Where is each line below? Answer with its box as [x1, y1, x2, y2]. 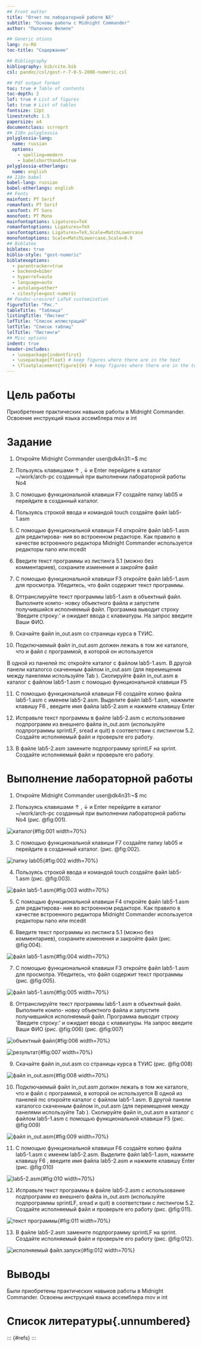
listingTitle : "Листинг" [7, 313, 69, 319]
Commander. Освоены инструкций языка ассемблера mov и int [7, 1293, 168, 1300]
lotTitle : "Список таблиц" [7, 324, 74, 330]
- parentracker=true [12, 263, 63, 269]
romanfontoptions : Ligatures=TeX [7, 224, 90, 230]
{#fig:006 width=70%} [54, 1037, 111, 1044]
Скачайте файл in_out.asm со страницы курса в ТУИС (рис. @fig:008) [15, 1060, 193, 1067]
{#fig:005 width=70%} [53, 988, 109, 996]
